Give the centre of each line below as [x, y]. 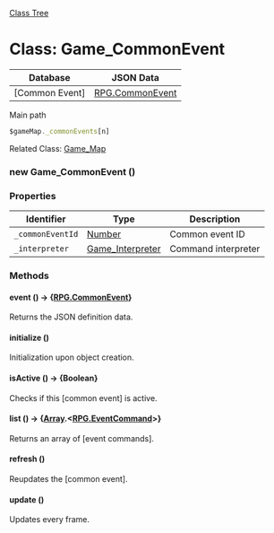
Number [104, 234]
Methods [29, 275]
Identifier [46, 219]
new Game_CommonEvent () [73, 171]
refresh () [27, 459]
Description [215, 219]
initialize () [29, 337]
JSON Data [135, 77]
